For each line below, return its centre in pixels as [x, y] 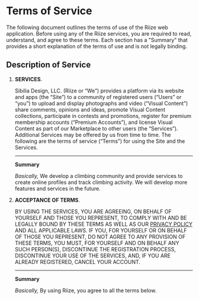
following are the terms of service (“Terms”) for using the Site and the [100, 141]
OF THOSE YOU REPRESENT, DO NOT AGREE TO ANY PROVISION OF [100, 237]
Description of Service [49, 65]
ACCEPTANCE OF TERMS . [47, 200]
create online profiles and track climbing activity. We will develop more [101, 182]
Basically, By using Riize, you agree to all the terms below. [86, 290]
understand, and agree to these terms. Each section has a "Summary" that [97, 40]
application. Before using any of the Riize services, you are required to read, [99, 33]
